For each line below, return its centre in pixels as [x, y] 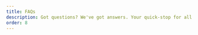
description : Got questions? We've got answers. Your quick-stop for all [99, 17]
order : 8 [17, 23]
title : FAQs [21, 12]
